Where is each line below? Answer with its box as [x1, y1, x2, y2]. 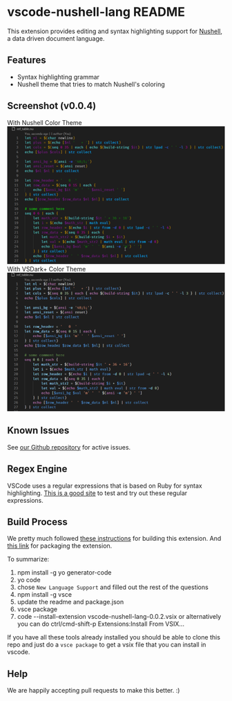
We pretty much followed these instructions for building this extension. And [7, 535, 222, 543]
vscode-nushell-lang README [7, 4, 185, 20]
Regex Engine [7, 463, 68, 475]
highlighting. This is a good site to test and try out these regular [7, 488, 188, 497]
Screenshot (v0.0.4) [7, 100, 97, 112]
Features [7, 55, 46, 66]
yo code [17, 576, 41, 584]
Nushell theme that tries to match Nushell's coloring [17, 80, 166, 88]
